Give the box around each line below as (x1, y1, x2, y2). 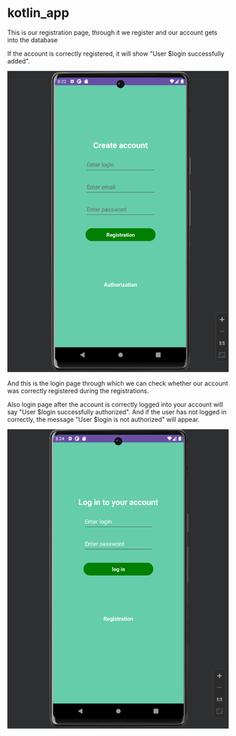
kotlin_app (7, 5, 70, 21)
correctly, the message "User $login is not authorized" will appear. (7, 415, 200, 423)
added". (7, 56, 30, 65)
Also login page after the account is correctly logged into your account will (7, 400, 223, 408)
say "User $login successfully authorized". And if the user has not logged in (7, 407, 227, 416)
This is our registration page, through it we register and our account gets (7, 28, 218, 37)
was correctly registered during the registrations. (7, 386, 150, 395)
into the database (7, 35, 58, 44)
